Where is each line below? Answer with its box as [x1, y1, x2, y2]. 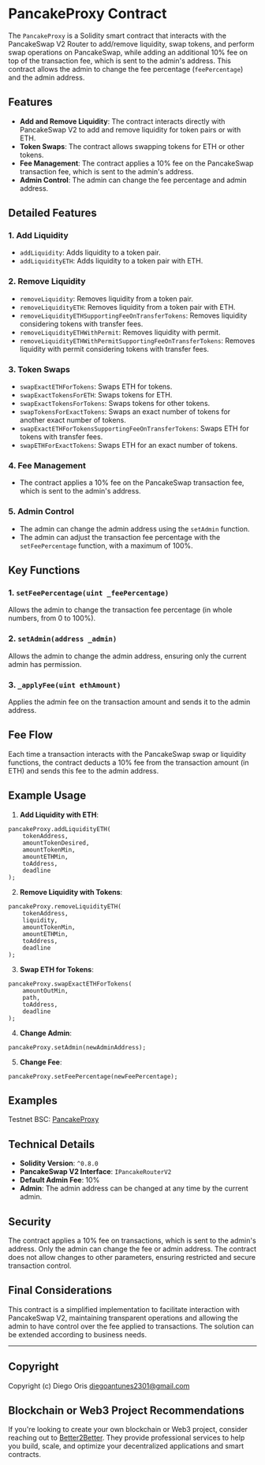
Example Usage [8, 789, 87, 803]
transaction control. [8, 1261, 72, 1270]
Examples [8, 1094, 58, 1107]
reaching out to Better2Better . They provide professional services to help [8, 1433, 245, 1443]
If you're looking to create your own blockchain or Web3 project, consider [8, 1425, 248, 1434]
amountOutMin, [22, 986, 69, 994]
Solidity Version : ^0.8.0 [19, 1158, 99, 1168]
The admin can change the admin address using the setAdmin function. [19, 524, 250, 533]
